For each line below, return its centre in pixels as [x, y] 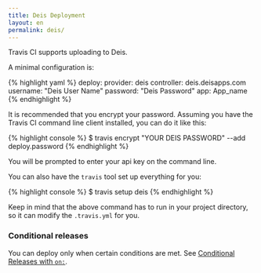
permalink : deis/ [36, 30]
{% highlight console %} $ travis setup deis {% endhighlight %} [111, 192]
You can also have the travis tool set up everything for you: [105, 177]
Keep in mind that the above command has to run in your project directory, [128, 207]
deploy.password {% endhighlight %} [69, 147]
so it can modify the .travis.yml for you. [74, 216]
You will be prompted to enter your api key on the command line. [112, 162]
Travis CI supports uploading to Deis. [68, 53]
